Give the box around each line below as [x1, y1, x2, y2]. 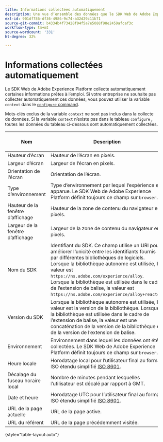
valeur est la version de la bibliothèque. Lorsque [50, 305, 160, 312]
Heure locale [7, 360, 37, 367]
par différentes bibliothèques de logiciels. [50, 254, 145, 261]
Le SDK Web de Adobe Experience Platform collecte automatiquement [5, 86, 146, 92]
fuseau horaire [7, 377, 41, 384]
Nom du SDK [7, 266, 37, 273]
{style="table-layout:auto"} [5, 431, 59, 437]
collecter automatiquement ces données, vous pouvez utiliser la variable [5, 96, 150, 102]
